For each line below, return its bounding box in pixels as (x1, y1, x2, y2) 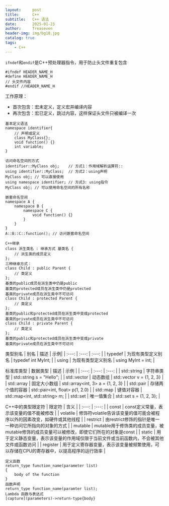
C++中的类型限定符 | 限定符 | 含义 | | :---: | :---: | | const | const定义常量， (5, 404, 159, 410)
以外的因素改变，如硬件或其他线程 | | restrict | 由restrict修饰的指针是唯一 (9, 416, 160, 422)
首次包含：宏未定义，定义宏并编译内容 (12, 104, 92, 110)
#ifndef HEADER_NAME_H (5, 69, 53, 75)
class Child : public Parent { (5, 266, 71, 271)
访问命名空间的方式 (5, 158, 39, 163)
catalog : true (5, 36, 35, 41)
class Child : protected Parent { (5, 296, 78, 301)
